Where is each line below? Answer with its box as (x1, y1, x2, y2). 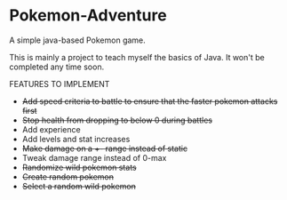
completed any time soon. (9, 61, 105, 72)
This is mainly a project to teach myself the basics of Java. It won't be (9, 52, 265, 62)
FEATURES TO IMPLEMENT (9, 78, 110, 89)
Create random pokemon (21, 171, 114, 182)
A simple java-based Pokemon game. (9, 35, 147, 45)
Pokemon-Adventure (9, 5, 167, 26)
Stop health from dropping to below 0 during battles (21, 115, 213, 125)
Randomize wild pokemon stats (21, 162, 137, 172)
